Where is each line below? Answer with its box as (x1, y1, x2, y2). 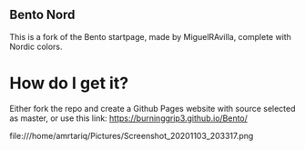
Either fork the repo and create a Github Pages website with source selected (9, 103, 296, 114)
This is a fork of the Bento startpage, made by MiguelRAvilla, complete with (9, 31, 291, 42)
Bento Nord (9, 7, 76, 23)
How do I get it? (9, 73, 129, 94)
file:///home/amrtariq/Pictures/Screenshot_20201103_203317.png (9, 130, 254, 141)
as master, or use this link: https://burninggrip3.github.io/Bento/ (9, 113, 249, 124)
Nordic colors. (9, 41, 63, 52)
